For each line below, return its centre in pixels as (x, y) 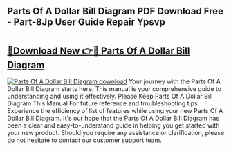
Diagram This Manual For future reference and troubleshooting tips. (103, 103)
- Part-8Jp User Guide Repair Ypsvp (86, 22)
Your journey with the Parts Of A (175, 81)
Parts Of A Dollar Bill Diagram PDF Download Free (115, 11)
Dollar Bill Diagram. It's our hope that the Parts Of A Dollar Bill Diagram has (113, 118)
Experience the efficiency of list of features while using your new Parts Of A (115, 111)
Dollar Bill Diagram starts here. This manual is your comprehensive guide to (114, 89)
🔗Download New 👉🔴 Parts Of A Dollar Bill (99, 51)
